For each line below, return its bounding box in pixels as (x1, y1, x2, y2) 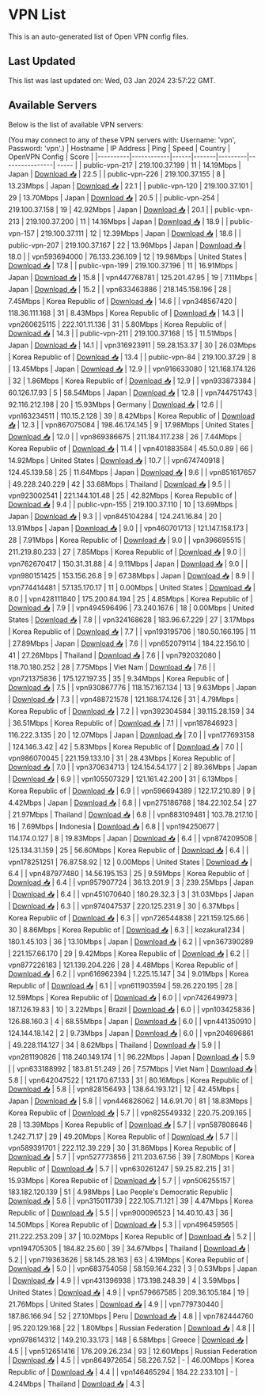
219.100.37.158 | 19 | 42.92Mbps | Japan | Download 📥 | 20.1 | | (8, 204, 214, 214)
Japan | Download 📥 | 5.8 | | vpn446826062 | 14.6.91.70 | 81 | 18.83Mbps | (8, 1096, 252, 1106)
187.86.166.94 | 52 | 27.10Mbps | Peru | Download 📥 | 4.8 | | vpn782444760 (8, 1311, 254, 1321)
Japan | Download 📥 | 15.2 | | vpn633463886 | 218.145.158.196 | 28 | (8, 284, 232, 294)
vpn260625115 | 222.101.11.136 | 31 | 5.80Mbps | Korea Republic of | (8, 319, 227, 329)
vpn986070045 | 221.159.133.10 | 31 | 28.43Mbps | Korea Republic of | (8, 753, 236, 763)
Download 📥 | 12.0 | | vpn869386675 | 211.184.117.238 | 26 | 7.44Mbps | (8, 431, 242, 441)
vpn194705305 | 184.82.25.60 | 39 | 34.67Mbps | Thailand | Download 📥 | (8, 1243, 251, 1253)
